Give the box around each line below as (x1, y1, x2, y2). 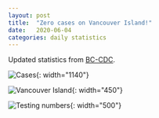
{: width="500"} (70, 101, 122, 110)
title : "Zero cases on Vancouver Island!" (8, 19, 153, 27)
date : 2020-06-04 (8, 26, 72, 34)
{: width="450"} (71, 86, 123, 95)
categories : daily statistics (8, 33, 107, 42)
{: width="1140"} (36, 70, 89, 79)
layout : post (8, 11, 51, 20)
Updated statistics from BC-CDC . (8, 55, 116, 65)
